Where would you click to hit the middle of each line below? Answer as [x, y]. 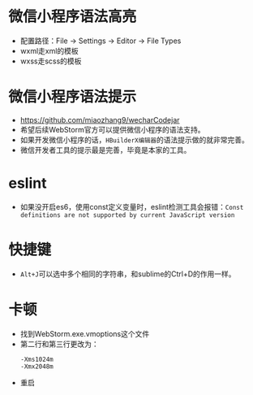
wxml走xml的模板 [49, 50]
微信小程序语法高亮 [73, 17]
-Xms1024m [37, 359]
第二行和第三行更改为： [59, 344]
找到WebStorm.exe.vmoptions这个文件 [85, 333]
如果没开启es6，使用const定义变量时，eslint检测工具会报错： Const [132, 206]
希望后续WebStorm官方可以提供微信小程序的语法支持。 [112, 129]
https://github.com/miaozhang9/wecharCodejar [100, 119]
